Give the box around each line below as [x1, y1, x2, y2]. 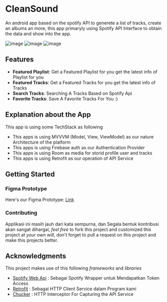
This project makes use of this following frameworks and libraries [5, 265, 142, 272]
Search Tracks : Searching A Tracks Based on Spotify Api [12, 90, 133, 96]
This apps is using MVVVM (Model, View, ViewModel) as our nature [12, 133, 154, 140]
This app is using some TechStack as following [5, 124, 103, 130]
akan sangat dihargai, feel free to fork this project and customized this [5, 226, 151, 232]
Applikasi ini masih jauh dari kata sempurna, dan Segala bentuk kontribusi [5, 221, 159, 227]
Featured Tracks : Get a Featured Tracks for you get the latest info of [12, 79, 156, 85]
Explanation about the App [5, 110, 91, 119]
